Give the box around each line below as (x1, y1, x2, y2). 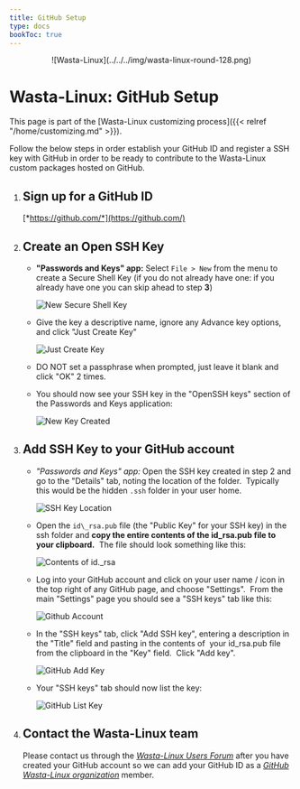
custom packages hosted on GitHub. (9, 162, 146, 173)
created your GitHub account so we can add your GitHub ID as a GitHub (22, 759, 290, 770)
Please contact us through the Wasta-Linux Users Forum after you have (22, 750, 290, 761)
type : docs (9, 22, 50, 31)
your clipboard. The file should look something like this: (35, 539, 246, 550)
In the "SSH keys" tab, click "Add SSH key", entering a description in (35, 628, 290, 639)
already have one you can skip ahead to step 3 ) (35, 282, 214, 292)
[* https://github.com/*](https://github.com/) (22, 213, 186, 224)
